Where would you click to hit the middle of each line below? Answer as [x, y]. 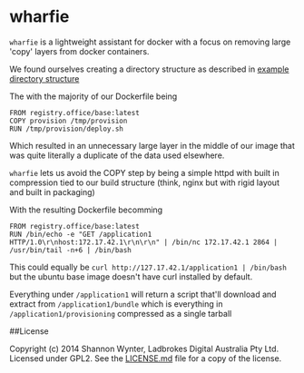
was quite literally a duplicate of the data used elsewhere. [117, 155]
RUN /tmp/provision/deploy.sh [67, 129]
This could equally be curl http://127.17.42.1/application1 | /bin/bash [148, 267]
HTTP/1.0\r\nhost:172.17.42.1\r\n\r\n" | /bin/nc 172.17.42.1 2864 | [144, 242]
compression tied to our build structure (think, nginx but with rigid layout [144, 182]
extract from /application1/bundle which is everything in [116, 304]
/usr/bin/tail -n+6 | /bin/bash [70, 250]
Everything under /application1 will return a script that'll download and [143, 294]
